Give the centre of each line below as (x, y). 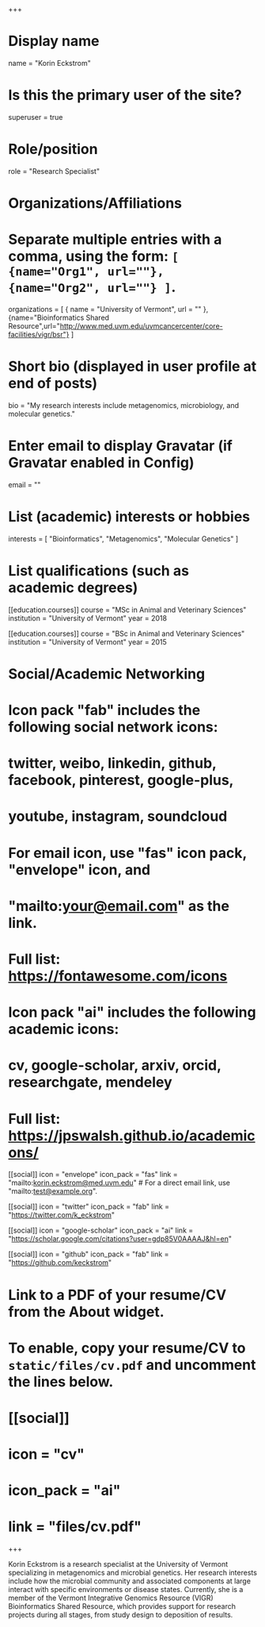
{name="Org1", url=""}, (86, 272)
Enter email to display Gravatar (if (121, 446)
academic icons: (64, 1029)
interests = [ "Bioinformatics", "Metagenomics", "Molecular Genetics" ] (123, 538)
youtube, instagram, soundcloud (118, 816)
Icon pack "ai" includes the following (132, 1012)
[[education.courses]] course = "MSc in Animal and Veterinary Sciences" (127, 610)
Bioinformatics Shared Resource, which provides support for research (122, 1606)
